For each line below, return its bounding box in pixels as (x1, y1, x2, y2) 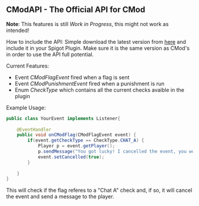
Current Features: (6, 62, 49, 69)
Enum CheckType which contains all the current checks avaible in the (14, 86, 185, 94)
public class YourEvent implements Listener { (6, 115, 120, 121)
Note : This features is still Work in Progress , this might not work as (6, 20, 169, 27)
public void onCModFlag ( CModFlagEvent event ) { (17, 132, 136, 138)
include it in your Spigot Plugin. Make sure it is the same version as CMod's (6, 44, 190, 51)
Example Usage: (6, 104, 46, 111)
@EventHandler (17, 127, 52, 133)
